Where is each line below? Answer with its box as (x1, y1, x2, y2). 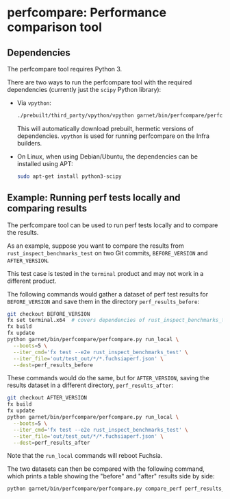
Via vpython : (16, 99, 51, 107)
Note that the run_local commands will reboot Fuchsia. (7, 452, 163, 460)
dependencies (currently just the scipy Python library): (7, 86, 162, 93)
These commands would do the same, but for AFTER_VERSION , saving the (7, 374, 210, 382)
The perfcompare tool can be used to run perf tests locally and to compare (7, 221, 218, 229)
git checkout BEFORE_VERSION (7, 310, 90, 317)
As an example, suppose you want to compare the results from (7, 242, 184, 250)
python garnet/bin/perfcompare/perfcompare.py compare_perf (7, 485, 183, 492)
